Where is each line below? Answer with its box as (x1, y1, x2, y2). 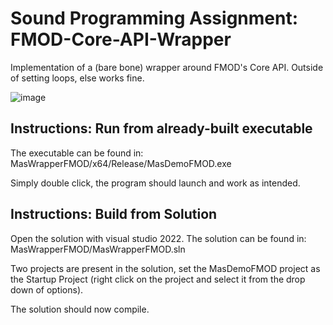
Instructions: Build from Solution (10, 206, 218, 223)
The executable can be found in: (10, 147, 144, 159)
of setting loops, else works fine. (10, 72, 145, 84)
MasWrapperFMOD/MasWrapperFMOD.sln (10, 243, 186, 255)
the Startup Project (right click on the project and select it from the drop (10, 273, 306, 285)
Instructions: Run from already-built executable (10, 120, 313, 137)
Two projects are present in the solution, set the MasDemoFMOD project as (10, 262, 321, 274)
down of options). (10, 283, 84, 296)
